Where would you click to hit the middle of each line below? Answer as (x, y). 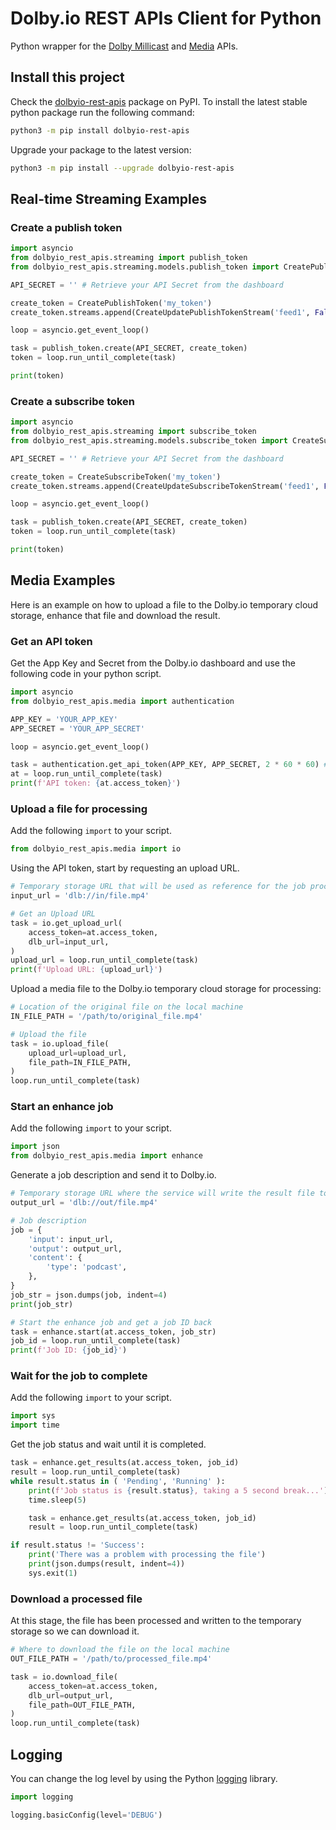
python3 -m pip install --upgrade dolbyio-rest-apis (122, 168)
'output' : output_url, (75, 1248)
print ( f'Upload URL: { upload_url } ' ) (86, 970)
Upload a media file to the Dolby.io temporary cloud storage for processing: (166, 989)
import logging (42, 1797)
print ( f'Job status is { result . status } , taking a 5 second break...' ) (178, 1490)
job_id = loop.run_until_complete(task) (96, 1341)
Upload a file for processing (79, 809)
